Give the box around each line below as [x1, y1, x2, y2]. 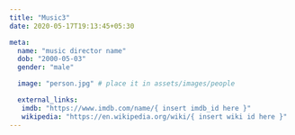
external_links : [17, 95, 78, 104]
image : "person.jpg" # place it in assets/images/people [17, 79, 236, 88]
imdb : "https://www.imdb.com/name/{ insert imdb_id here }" [21, 103, 252, 112]
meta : [9, 38, 30, 47]
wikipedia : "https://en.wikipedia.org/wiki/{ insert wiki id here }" [21, 112, 288, 121]
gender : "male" [17, 63, 75, 72]
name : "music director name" [17, 46, 127, 55]
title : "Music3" [9, 13, 70, 22]
